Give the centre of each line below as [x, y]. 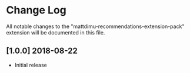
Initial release [31, 65]
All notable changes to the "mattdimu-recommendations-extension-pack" [95, 26]
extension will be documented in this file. [56, 32]
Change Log [36, 10]
